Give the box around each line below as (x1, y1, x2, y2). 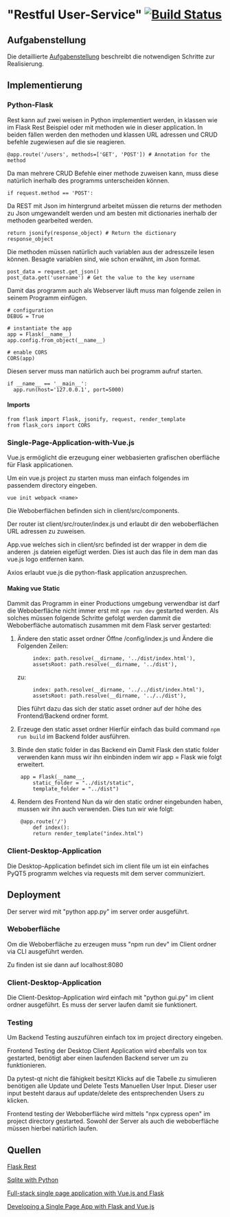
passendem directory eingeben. (7, 481, 97, 490)
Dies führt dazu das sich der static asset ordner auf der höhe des (16, 705, 202, 713)
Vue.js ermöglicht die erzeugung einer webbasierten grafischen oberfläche (7, 453, 220, 462)
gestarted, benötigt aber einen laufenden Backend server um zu (7, 1054, 189, 1062)
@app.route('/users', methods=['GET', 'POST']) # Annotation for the (7, 151, 211, 158)
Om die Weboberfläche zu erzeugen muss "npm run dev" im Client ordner (7, 940, 217, 948)
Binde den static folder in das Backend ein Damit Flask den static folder (16, 746, 219, 754)
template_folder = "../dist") (32, 786, 119, 793)
